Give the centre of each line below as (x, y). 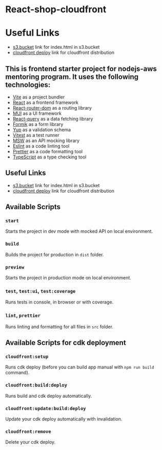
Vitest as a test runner (36, 135)
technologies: (28, 85)
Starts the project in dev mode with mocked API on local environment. (79, 231)
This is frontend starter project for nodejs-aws (81, 68)
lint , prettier (23, 315)
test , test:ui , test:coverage (40, 291)
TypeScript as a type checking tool (49, 157)
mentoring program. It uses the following (72, 77)
